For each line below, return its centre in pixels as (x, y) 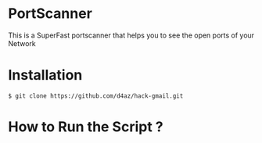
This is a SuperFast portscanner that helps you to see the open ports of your (131, 35)
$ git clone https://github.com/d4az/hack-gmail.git (96, 96)
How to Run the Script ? (86, 127)
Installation (45, 75)
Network (22, 43)
